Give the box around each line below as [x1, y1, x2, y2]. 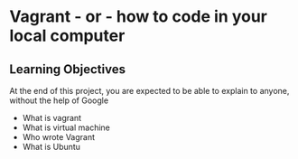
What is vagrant [22, 113, 82, 123]
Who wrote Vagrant [22, 132, 96, 142]
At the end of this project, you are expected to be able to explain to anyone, [9, 86, 290, 96]
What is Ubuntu [22, 142, 81, 152]
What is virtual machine [22, 122, 110, 133]
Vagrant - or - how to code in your [9, 6, 268, 27]
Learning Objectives [9, 61, 126, 77]
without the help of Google [9, 95, 109, 106]
